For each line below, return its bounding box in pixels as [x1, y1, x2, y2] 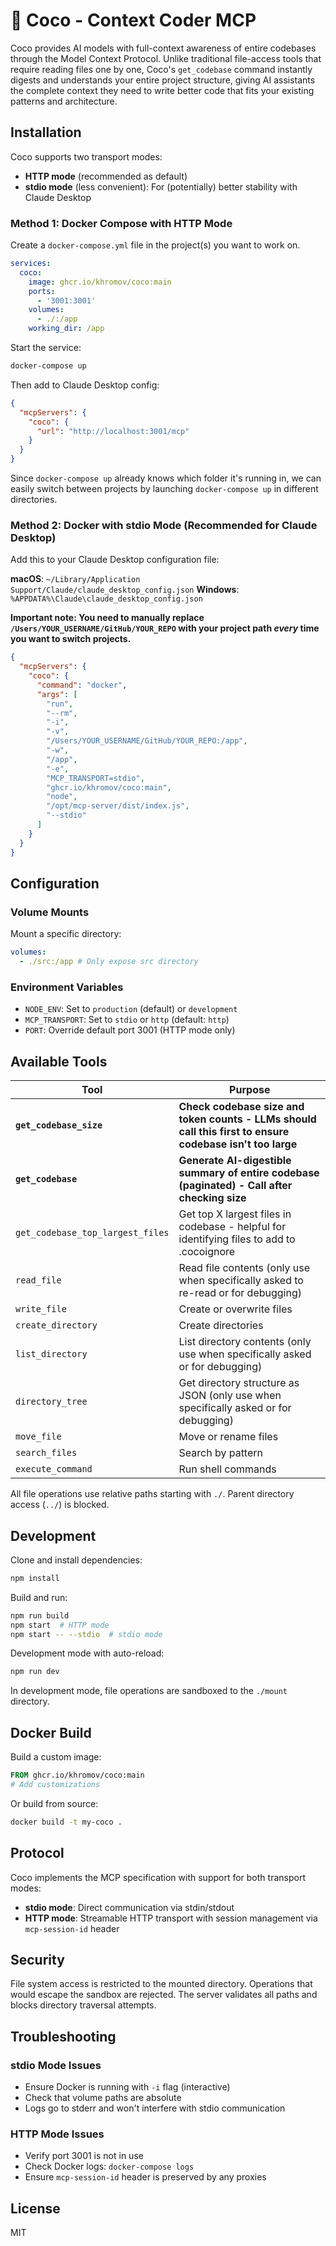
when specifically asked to [178, 1274, 304, 1288]
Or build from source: [10, 1797, 99, 1809]
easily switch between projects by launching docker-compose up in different [10, 483, 319, 495]
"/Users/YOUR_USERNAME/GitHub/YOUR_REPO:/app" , [46, 736, 248, 746]
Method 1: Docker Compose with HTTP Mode [10, 216, 233, 230]
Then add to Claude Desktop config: [10, 379, 160, 391]
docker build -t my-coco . [10, 1817, 123, 1827]
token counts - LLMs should [178, 1112, 317, 1126]
